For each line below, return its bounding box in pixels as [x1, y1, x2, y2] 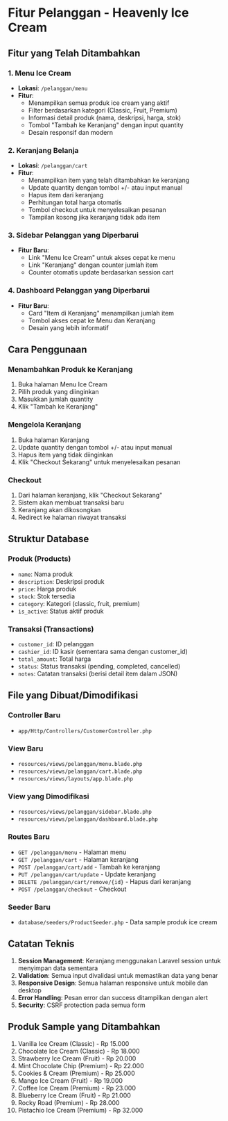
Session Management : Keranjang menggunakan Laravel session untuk [17, 956, 221, 965]
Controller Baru [8, 710, 61, 720]
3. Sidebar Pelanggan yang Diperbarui [8, 231, 139, 240]
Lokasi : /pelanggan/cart [17, 161, 88, 170]
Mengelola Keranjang [8, 420, 82, 429]
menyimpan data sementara [17, 964, 98, 972]
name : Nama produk [17, 570, 73, 578]
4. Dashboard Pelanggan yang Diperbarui [8, 286, 150, 295]
